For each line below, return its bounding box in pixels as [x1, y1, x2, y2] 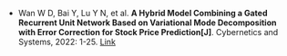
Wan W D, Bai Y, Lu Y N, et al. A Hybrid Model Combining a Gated [17, 8, 268, 18]
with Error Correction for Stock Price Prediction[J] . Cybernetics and [17, 27, 279, 37]
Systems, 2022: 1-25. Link [17, 36, 117, 47]
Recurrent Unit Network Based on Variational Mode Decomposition [17, 17, 277, 28]
